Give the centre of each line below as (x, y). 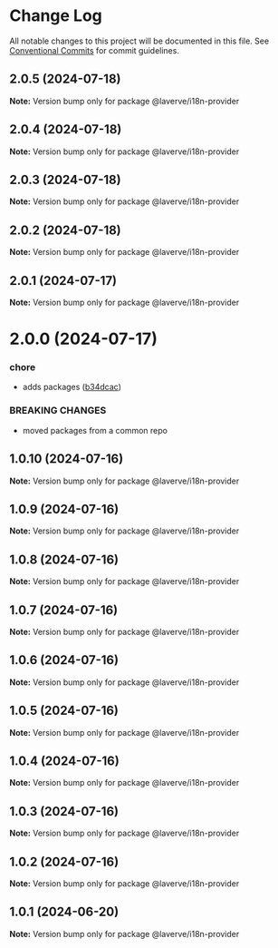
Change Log (56, 16)
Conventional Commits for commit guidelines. (94, 50)
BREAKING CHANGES (58, 411)
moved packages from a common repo (95, 430)
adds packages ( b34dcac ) (72, 387)
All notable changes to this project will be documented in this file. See (139, 41)
